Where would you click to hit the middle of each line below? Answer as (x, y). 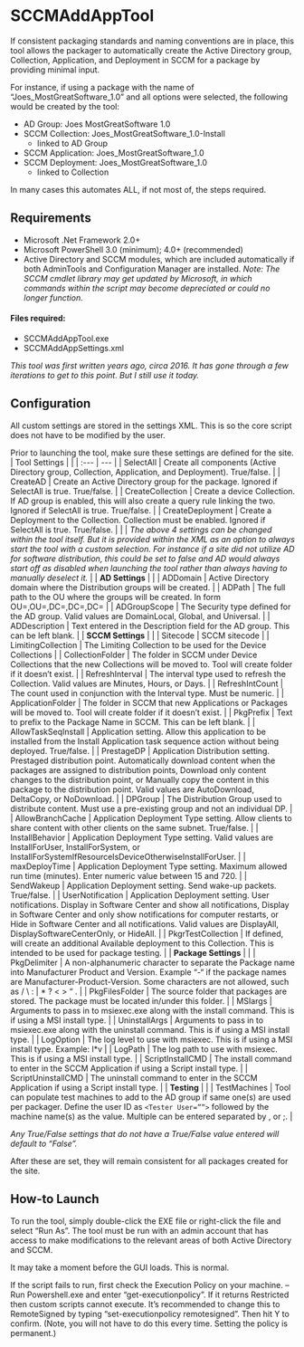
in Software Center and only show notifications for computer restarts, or (145, 914)
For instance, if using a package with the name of (102, 87)
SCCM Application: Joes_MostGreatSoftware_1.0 (114, 153)
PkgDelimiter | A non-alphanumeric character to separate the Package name (152, 962)
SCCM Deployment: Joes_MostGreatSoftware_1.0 (115, 162)
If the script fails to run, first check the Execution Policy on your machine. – (150, 1285)
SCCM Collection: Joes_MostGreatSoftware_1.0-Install (124, 133)
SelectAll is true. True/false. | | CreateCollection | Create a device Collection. (153, 491)
